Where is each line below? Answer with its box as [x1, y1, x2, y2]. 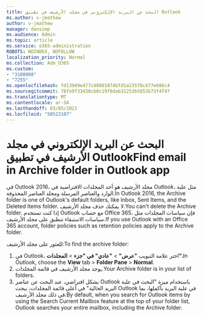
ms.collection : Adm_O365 [6, 60, 69, 66]
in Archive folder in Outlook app [6, 163, 170, 177]
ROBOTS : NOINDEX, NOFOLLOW [6, 49, 75, 55]
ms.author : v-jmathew [6, 15, 61, 21]
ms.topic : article [6, 37, 53, 43]
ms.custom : [6, 65, 34, 72]
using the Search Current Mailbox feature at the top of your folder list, [15, 297, 190, 305]
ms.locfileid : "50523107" [6, 111, 72, 117]
